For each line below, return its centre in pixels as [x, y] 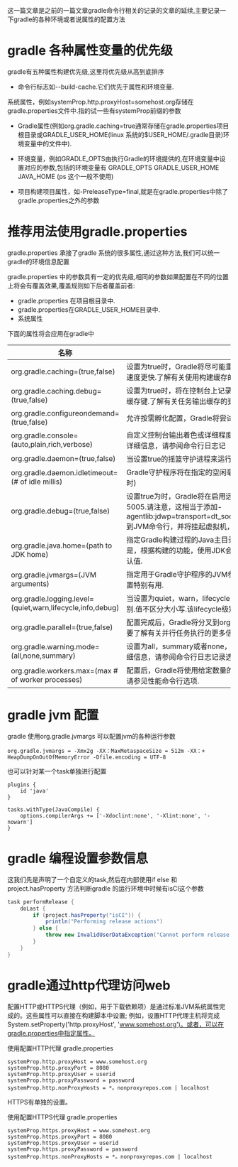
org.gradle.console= [45, 435]
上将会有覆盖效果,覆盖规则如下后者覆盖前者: [72, 286]
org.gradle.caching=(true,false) [63, 371]
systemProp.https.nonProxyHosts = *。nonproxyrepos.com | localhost [110, 1156]
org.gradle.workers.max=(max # [64, 671]
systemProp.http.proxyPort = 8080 [58, 1068]
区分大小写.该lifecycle [186, 609]
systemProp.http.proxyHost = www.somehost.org [77, 1062]
